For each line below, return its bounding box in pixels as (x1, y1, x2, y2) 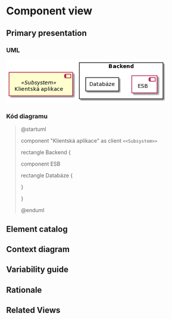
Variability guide (6, 265, 69, 275)
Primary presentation (6, 28, 87, 38)
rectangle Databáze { (20, 172, 73, 179)
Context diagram (6, 244, 70, 254)
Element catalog (6, 224, 68, 234)
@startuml (20, 125, 46, 133)
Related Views (6, 305, 61, 315)
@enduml (20, 207, 45, 214)
